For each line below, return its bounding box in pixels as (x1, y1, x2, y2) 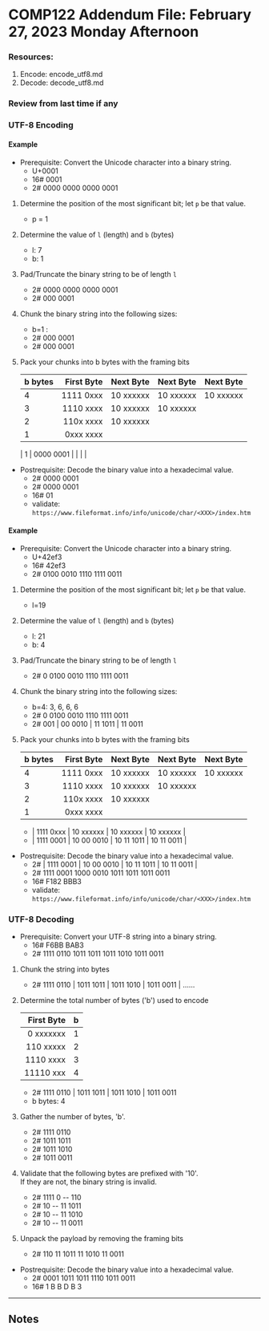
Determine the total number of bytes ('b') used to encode (19, 996, 209, 1005)
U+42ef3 (31, 552, 62, 562)
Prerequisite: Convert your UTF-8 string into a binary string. (19, 932, 218, 942)
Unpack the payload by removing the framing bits (19, 1234, 184, 1244)
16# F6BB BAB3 (31, 940, 84, 950)
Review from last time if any (8, 98, 118, 109)
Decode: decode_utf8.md (19, 78, 104, 87)
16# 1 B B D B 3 (31, 1282, 82, 1292)
